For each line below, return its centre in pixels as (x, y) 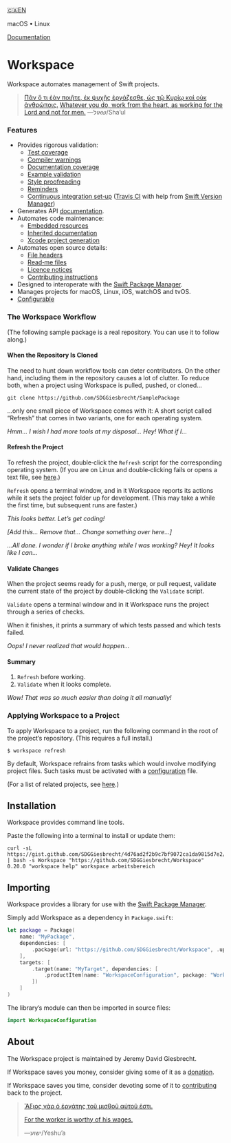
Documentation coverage (63, 167)
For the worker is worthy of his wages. (78, 1119)
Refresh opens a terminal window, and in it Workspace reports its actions (110, 490)
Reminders (43, 189)
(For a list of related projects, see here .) (63, 784)
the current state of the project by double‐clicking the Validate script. (106, 591)
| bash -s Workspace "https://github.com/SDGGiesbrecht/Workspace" (106, 861)
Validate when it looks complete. (64, 684)
